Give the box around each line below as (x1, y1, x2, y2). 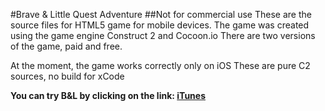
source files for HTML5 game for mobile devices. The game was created (10, 19, 310, 31)
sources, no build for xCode (10, 70, 125, 82)
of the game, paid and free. (10, 40, 123, 52)
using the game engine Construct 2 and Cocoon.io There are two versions (10, 30, 316, 41)
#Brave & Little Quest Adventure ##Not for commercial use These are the (10, 9, 312, 20)
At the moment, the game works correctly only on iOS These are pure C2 (10, 60, 311, 71)
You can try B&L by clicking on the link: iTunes (10, 90, 206, 101)
